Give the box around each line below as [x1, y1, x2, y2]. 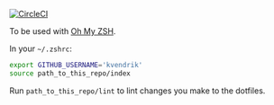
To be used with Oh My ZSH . [9, 26, 116, 36]
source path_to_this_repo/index [9, 68, 131, 78]
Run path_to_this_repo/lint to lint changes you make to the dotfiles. [9, 85, 266, 96]
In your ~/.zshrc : [9, 43, 72, 54]
